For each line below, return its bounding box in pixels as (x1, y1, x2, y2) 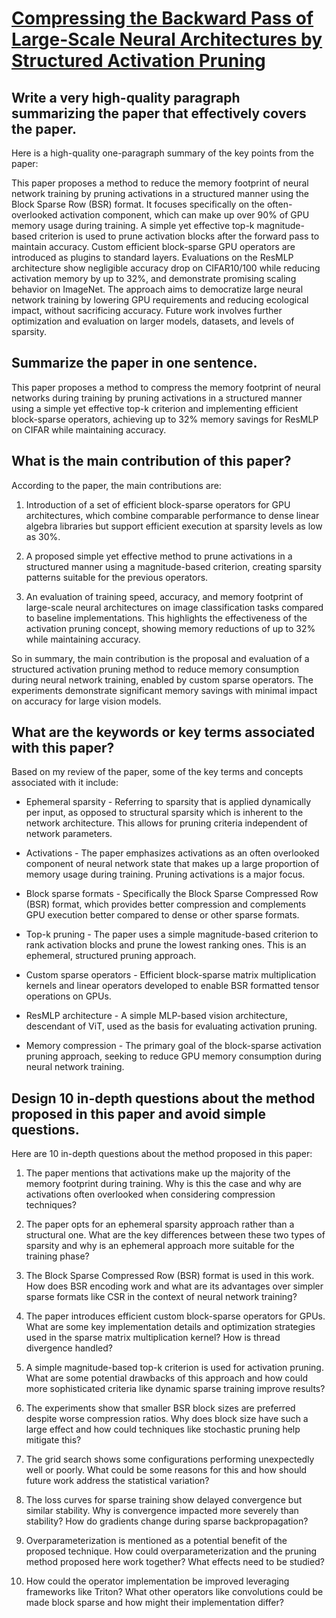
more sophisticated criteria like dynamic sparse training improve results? (25, 1383, 326, 1395)
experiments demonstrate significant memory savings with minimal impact (11, 684, 318, 696)
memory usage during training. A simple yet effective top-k (11, 220, 255, 231)
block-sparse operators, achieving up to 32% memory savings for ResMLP (11, 413, 319, 425)
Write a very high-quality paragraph (11, 89, 241, 106)
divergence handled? (25, 1342, 113, 1354)
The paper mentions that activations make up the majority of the (25, 1167, 291, 1179)
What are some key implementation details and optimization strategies (25, 1321, 316, 1333)
